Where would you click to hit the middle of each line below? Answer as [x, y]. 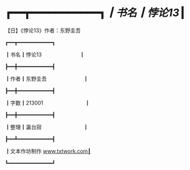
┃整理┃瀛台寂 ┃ [47, 127]
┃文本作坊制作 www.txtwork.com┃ [48, 151]
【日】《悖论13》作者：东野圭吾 [43, 30]
